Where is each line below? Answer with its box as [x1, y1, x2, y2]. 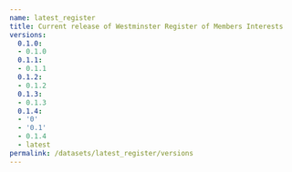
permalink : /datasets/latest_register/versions [9, 148, 194, 157]
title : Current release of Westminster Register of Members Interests [9, 22, 284, 31]
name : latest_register [9, 13, 96, 23]
